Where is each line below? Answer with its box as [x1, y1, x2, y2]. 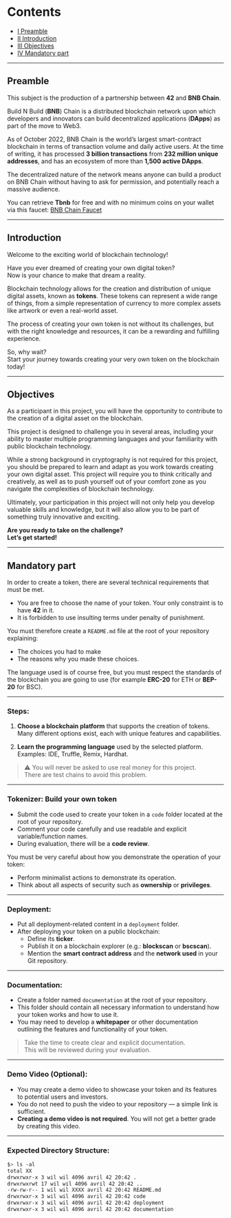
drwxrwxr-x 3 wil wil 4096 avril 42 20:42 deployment [7, 1199, 165, 1206]
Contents [7, 4, 62, 20]
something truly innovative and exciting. [7, 513, 120, 521]
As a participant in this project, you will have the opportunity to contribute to [7, 407, 223, 415]
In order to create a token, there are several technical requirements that [7, 578, 210, 586]
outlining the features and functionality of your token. [16, 1025, 168, 1033]
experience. [7, 334, 41, 342]
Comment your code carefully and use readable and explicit [16, 825, 187, 833]
